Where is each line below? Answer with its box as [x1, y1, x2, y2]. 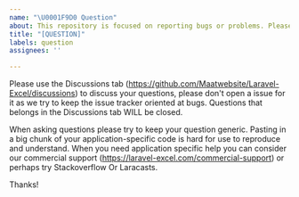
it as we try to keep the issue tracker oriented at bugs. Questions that [9, 97, 263, 108]
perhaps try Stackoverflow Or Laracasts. [9, 162, 158, 173]
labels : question [9, 37, 74, 47]
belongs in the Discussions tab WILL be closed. [9, 107, 183, 118]
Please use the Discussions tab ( [9, 78, 129, 89]
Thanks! [9, 179, 39, 190]
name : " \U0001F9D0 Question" [9, 12, 117, 22]
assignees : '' [9, 46, 62, 55]
